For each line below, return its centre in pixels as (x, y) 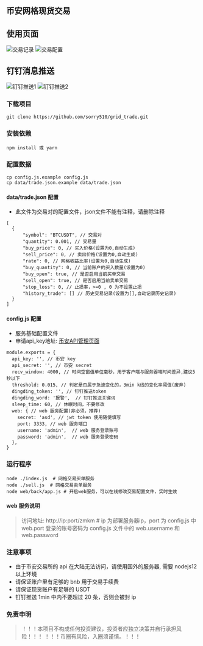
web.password (40, 535)
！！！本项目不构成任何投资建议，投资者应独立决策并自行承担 (99, 629)
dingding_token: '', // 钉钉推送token (59, 392)
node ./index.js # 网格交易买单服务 (51, 478)
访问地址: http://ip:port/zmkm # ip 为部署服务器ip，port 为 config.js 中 (109, 520)
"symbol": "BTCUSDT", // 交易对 (62, 235)
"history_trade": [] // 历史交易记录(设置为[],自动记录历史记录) (99, 294)
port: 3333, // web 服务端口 (52, 424)
